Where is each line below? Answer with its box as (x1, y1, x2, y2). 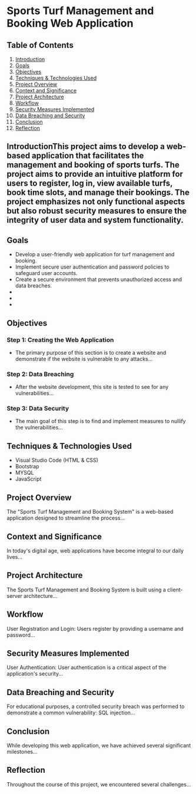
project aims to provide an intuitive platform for (6, 169, 183, 179)
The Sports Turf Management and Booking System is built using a (6, 586, 167, 593)
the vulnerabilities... (15, 424, 64, 431)
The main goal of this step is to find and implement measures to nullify (15, 418, 186, 425)
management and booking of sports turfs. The (6, 160, 180, 170)
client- (167, 586, 183, 593)
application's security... (6, 670, 64, 677)
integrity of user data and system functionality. (6, 215, 184, 225)
